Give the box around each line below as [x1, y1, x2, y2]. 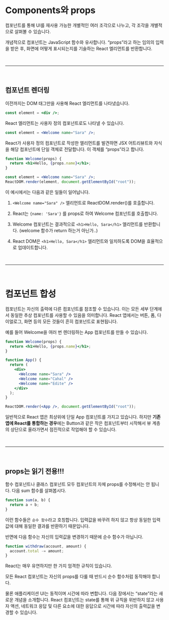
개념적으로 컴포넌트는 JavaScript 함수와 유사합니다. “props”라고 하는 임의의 [5, 39, 155, 45]
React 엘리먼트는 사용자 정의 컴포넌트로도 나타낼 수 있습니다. [5, 120, 125, 126]
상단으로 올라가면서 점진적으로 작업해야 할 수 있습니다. [10, 427, 117, 433]
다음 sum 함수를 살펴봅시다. [12, 488, 66, 494]
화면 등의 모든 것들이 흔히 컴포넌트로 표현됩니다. [24, 318, 118, 324]
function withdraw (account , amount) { [5, 543, 87, 549]
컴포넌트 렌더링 [5, 86, 50, 95]
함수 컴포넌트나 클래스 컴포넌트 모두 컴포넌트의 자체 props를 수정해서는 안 [5, 481, 150, 487]
